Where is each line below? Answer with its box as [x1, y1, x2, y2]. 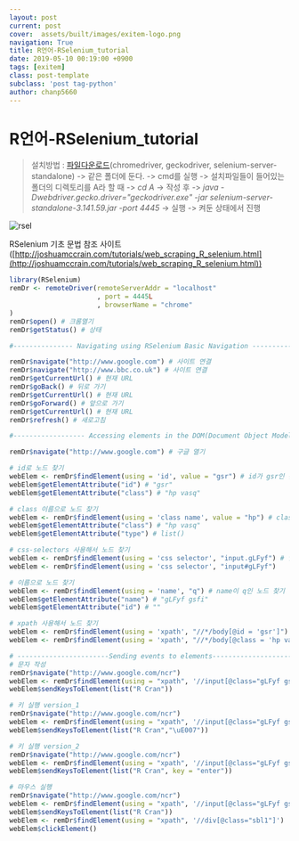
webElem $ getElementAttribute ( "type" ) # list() [9, 529, 185, 539]
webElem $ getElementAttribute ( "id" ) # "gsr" [9, 480, 174, 489]
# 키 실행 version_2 [9, 741, 80, 751]
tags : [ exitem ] [9, 63, 66, 72]
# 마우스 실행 [9, 783, 53, 792]
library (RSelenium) [9, 275, 82, 285]
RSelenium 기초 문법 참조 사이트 [9, 239, 122, 249]
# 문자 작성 [9, 660, 46, 669]
